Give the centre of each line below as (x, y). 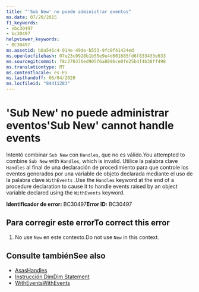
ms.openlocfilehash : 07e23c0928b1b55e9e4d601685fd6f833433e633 (86, 56)
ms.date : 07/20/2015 (32, 17)
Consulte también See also (56, 256)
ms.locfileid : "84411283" (38, 84)
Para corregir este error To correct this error (88, 223)
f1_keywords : (22, 23)
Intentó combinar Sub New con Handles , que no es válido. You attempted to (96, 155)
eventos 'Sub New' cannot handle (90, 126)
